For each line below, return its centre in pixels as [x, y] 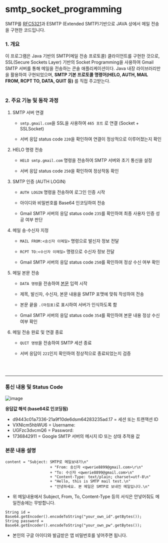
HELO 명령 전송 [28, 149]
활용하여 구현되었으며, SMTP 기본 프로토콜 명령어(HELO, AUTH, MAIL [79, 75]
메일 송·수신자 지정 [30, 230]
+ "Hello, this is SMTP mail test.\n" [90, 481]
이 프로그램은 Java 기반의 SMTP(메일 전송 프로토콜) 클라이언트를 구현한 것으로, [82, 56]
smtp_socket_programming [63, 9]
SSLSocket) [32, 128]
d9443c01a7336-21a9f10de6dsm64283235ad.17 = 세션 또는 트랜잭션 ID [85, 419]
